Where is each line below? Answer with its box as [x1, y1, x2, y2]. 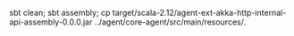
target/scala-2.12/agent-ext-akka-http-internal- [112, 8, 287, 18]
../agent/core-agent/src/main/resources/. [94, 17, 247, 27]
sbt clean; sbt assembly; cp [9, 8, 111, 18]
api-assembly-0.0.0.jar [9, 17, 93, 27]
